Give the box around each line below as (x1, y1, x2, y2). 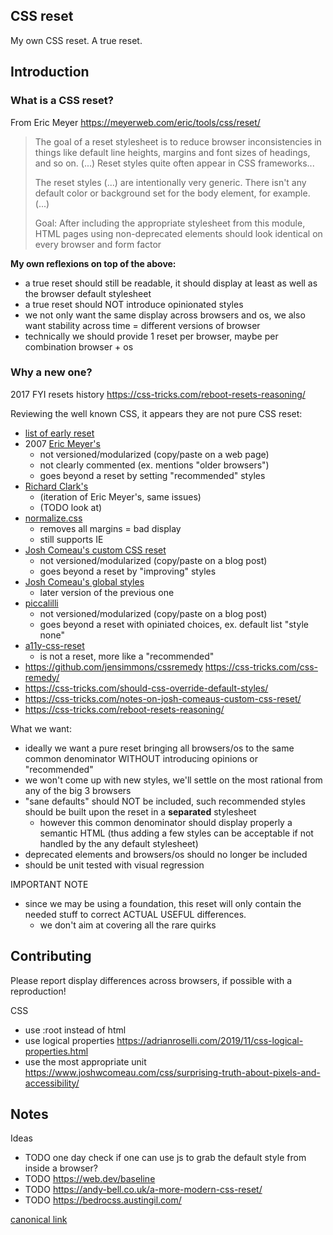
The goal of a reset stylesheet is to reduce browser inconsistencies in (34, 135, 322, 148)
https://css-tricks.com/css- (204, 660, 318, 673)
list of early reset (24, 427, 95, 439)
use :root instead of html (24, 1024, 127, 1036)
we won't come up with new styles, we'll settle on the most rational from (24, 774, 323, 786)
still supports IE (39, 533, 104, 545)
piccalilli (24, 597, 59, 609)
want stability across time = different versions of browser (24, 319, 261, 331)
